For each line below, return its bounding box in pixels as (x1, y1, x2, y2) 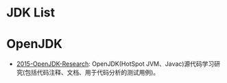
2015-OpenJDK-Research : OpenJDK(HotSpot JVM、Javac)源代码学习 (16, 60, 215, 68)
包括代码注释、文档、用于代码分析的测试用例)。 (24, 69, 160, 77)
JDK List (6, 5, 56, 21)
